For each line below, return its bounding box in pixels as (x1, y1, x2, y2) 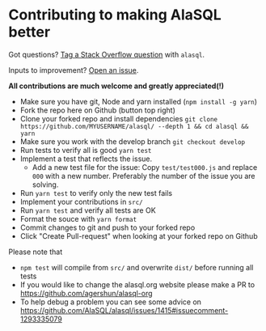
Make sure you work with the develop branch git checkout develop (19, 136, 245, 146)
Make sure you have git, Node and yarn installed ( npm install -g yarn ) (19, 96, 257, 106)
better (8, 23, 51, 41)
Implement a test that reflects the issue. (19, 154, 153, 163)
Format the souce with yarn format (19, 214, 137, 223)
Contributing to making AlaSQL (8, 6, 222, 24)
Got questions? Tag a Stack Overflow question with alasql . (8, 49, 205, 59)
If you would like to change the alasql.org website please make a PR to (19, 279, 255, 289)
